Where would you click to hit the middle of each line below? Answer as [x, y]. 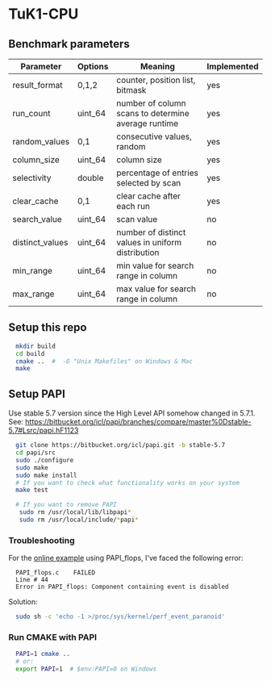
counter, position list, [156, 80]
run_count [31, 113]
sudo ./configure [45, 460]
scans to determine [153, 113]
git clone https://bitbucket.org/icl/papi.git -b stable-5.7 [121, 445]
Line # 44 [32, 580]
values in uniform [149, 242]
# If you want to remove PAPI [66, 505]
